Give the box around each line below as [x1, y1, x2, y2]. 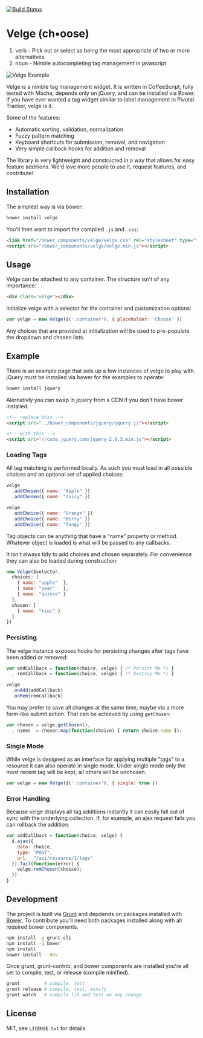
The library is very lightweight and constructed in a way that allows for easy [6, 156, 195, 164]
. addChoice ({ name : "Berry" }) [11, 516, 91, 522]
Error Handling [6, 794, 50, 803]
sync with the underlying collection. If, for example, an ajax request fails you [6, 815, 196, 822]
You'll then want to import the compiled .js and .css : [6, 225, 139, 232]
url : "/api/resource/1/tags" [17, 855, 94, 861]
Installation [6, 187, 50, 197]
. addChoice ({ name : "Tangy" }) [11, 521, 91, 528]
